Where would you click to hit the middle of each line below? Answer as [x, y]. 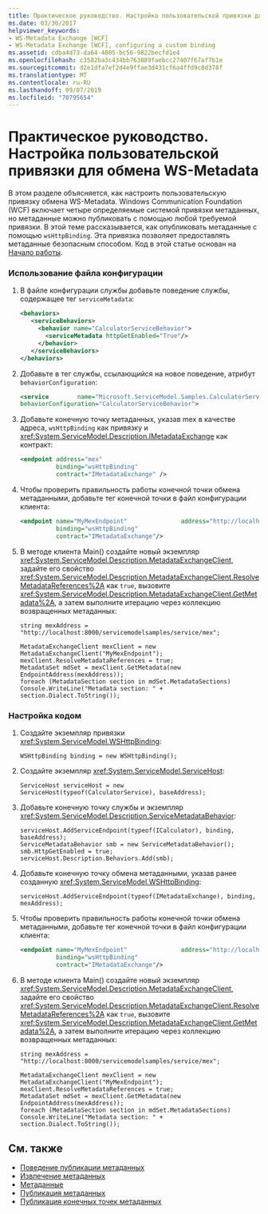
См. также [36, 1148]
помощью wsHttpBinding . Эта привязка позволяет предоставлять [119, 236]
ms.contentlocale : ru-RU [49, 82]
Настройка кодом [45, 715]
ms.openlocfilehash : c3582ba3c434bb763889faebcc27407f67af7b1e [116, 61]
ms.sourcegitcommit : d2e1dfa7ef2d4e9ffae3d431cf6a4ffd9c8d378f [116, 68]
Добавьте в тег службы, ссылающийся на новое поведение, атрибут [137, 373]
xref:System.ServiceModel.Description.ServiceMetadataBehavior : [128, 815]
